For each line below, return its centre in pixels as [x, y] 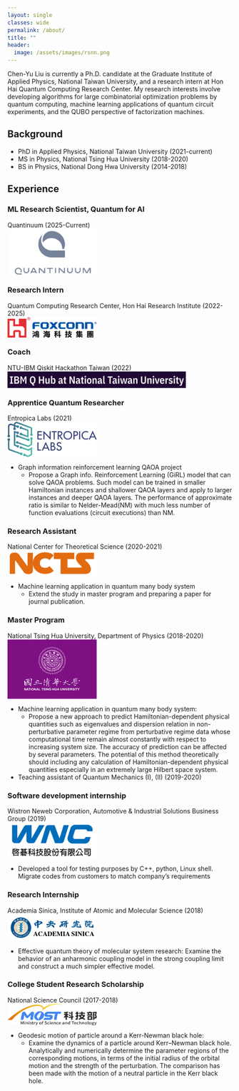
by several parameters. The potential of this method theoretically [123, 754]
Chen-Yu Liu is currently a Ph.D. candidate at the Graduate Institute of [110, 74]
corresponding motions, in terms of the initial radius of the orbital [124, 1058]
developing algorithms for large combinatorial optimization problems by [112, 97]
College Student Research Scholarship [76, 985]
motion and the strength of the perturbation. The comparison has [124, 1065]
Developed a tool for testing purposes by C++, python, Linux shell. [116, 869]
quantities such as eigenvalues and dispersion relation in [112, 724]
